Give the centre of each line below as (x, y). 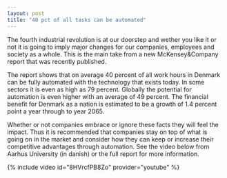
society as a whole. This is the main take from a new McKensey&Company (113, 54)
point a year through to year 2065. (56, 111)
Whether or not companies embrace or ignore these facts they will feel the (113, 124)
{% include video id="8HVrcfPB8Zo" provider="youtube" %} (93, 167)
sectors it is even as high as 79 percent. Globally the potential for (99, 89)
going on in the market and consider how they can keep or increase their (110, 139)
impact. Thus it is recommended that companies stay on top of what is (107, 132)
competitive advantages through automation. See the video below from (108, 146)
